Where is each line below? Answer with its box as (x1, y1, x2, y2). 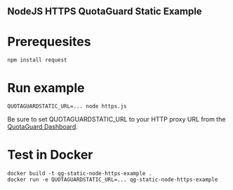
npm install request (7, 57, 68, 64)
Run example (7, 80, 85, 96)
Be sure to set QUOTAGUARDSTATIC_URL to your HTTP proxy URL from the (7, 115, 226, 124)
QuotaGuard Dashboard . (7, 122, 79, 131)
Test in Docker (7, 147, 93, 163)
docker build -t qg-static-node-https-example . (7, 170, 152, 177)
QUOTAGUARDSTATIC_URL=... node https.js (7, 103, 128, 110)
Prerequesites (7, 34, 91, 50)
